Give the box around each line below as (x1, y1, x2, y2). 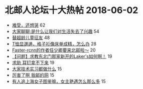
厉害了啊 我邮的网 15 (12, 72, 55, 78)
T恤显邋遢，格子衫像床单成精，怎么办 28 (12, 40, 96, 46)
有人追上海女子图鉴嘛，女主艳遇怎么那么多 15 (12, 78, 106, 84)
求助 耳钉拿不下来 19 (12, 59, 55, 65)
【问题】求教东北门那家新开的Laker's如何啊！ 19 (12, 53, 112, 59)
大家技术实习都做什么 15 (12, 65, 62, 71)
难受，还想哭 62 (12, 22, 46, 28)
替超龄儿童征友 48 (12, 34, 50, 40)
